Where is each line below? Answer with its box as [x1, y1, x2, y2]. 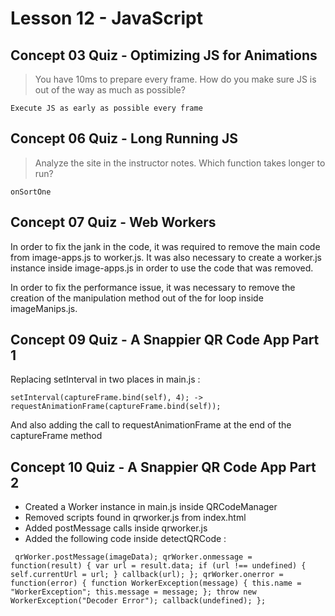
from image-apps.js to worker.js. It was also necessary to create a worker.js [10, 251, 323, 263]
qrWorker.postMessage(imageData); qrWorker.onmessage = [14, 552, 253, 562]
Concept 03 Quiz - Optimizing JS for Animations [10, 47, 318, 64]
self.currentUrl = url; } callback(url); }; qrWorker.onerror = [10, 570, 284, 580]
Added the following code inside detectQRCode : [24, 533, 227, 545]
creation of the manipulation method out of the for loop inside [10, 292, 264, 304]
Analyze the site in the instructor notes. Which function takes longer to [34, 157, 326, 169]
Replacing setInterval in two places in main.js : [10, 373, 201, 386]
